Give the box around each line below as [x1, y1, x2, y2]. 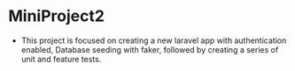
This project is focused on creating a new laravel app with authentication [20, 35, 287, 46]
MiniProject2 [8, 6, 105, 26]
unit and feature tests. [20, 53, 102, 64]
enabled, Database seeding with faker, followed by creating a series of [20, 44, 279, 54]
